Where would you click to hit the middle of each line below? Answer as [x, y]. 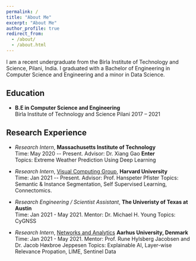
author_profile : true [33, 28]
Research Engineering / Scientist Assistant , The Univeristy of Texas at [101, 202]
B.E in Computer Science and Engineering [67, 107]
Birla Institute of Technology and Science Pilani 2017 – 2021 [87, 114]
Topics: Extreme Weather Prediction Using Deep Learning [85, 160]
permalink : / [22, 12]
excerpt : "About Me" [32, 23]
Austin [23, 208]
